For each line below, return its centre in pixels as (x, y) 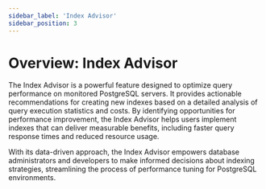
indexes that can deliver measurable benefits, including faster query (122, 128)
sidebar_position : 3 (43, 23)
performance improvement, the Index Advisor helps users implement (123, 119)
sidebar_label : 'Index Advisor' (62, 16)
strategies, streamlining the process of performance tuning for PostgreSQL (133, 169)
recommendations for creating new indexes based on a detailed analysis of (133, 102)
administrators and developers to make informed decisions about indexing (132, 161)
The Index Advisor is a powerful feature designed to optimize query (121, 85)
